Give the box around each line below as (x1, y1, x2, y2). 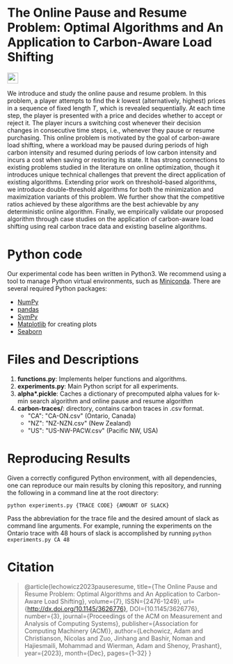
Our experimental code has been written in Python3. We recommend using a (7, 269, 227, 277)
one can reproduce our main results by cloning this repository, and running (7, 481, 222, 489)
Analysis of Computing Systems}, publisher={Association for (24, 619, 199, 627)
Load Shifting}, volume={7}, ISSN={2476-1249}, (44, 597, 182, 606)
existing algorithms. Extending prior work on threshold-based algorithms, (7, 177, 217, 186)
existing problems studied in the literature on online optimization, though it (7, 163, 220, 171)
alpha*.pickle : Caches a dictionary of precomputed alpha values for (17, 389, 213, 398)
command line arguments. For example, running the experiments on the (7, 521, 212, 530)
